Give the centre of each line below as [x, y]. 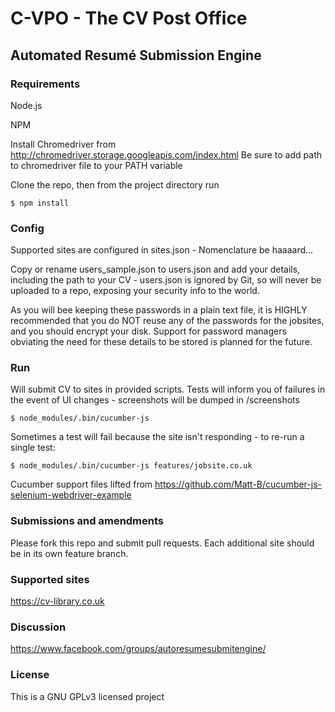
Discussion [38, 627]
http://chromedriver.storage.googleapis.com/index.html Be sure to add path [166, 154]
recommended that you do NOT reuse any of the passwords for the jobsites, [167, 321]
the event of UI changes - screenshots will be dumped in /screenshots [155, 400]
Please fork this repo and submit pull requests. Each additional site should [162, 543]
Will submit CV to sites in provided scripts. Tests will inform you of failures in [168, 389]
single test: [33, 448]
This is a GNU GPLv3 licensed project [87, 696]
